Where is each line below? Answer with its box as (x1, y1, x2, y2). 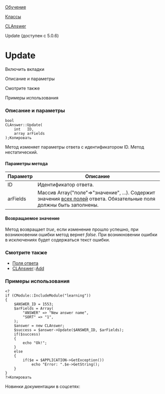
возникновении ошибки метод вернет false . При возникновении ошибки (5, 231, 158, 238)
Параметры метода (5, 160, 48, 166)
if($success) (14, 332, 41, 337)
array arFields (14, 131, 45, 136)
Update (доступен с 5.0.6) (5, 33, 59, 38)
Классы (5, 14, 21, 19)
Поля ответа (12, 260, 38, 266)
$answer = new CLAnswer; (14, 323, 65, 329)
